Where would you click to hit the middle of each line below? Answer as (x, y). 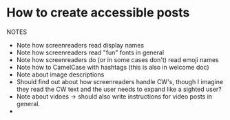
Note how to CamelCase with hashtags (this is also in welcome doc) (113, 67)
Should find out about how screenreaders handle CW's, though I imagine (120, 81)
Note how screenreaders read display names (80, 45)
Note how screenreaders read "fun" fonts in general (90, 52)
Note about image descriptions (60, 74)
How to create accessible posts (98, 13)
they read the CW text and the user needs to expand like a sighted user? (119, 89)
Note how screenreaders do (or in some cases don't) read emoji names (117, 59)
